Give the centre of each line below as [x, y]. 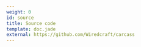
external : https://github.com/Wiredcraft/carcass [71, 35]
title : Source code [31, 23]
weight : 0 [19, 12]
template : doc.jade [31, 29]
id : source [20, 18]
